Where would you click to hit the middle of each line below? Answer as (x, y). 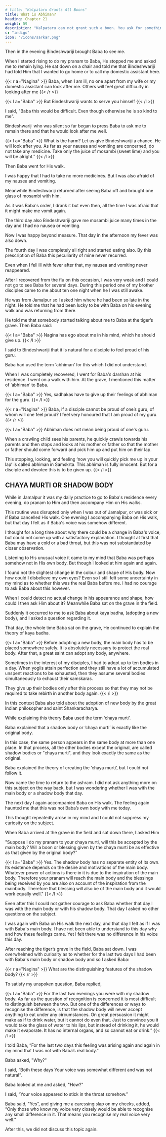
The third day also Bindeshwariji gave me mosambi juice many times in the (81, 220)
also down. (16, 240)
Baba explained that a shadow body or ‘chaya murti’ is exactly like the (76, 727)
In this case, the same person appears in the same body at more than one (80, 742)
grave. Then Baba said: (29, 325)
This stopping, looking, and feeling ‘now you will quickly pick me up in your (82, 459)
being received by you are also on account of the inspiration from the (76, 883)
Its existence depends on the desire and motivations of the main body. (77, 867)
